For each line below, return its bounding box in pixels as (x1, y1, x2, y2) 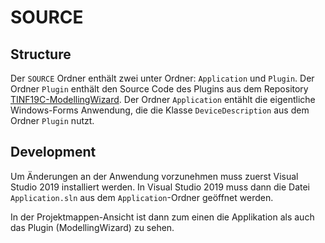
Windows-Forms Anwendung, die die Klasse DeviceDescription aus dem (10, 104, 310, 116)
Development (10, 144, 97, 161)
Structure (10, 46, 72, 63)
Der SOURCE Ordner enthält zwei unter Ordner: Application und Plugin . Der (10, 72, 315, 84)
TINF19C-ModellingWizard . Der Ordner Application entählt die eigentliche (10, 94, 316, 105)
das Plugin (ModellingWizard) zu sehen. (10, 221, 175, 233)
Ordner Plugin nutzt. (10, 115, 95, 126)
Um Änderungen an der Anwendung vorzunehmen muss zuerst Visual (10, 170, 299, 182)
